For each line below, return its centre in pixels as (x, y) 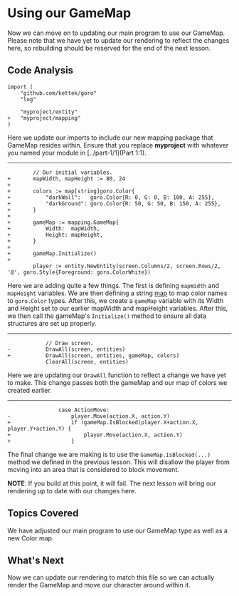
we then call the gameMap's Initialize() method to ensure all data (107, 316)
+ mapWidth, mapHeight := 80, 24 (67, 179)
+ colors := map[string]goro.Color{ (71, 191)
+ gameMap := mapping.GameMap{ (63, 222)
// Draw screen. (69, 343)
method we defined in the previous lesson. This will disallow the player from (118, 462)
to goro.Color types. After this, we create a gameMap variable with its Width (116, 300)
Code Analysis (40, 70)
